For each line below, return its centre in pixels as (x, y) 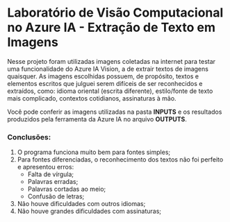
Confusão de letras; (56, 196)
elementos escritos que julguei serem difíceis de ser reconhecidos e (105, 83)
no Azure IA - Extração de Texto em (111, 27)
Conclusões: (29, 137)
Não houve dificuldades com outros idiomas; (81, 204)
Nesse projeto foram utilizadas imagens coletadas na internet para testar (112, 61)
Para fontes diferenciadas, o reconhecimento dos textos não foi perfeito (120, 160)
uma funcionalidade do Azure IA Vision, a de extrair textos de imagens (108, 69)
